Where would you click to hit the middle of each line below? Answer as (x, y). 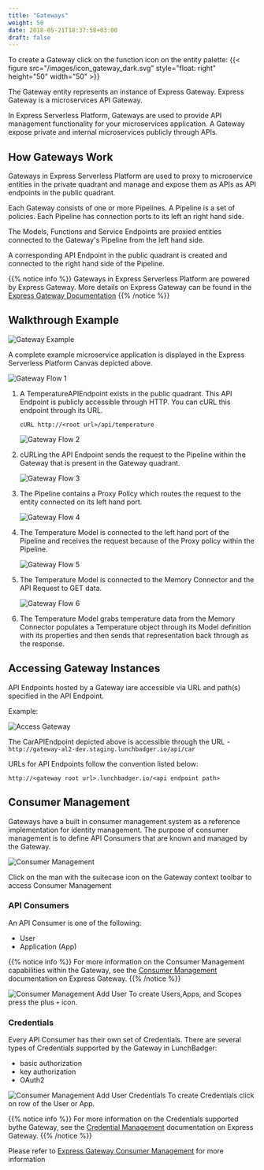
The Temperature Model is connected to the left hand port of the (125, 532)
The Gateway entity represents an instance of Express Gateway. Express (126, 92)
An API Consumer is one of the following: (75, 923)
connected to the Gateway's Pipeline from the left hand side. (106, 240)
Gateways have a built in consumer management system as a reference (124, 821)
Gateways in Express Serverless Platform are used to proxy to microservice (131, 176)
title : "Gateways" (38, 15)
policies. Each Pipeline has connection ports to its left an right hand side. (126, 217)
